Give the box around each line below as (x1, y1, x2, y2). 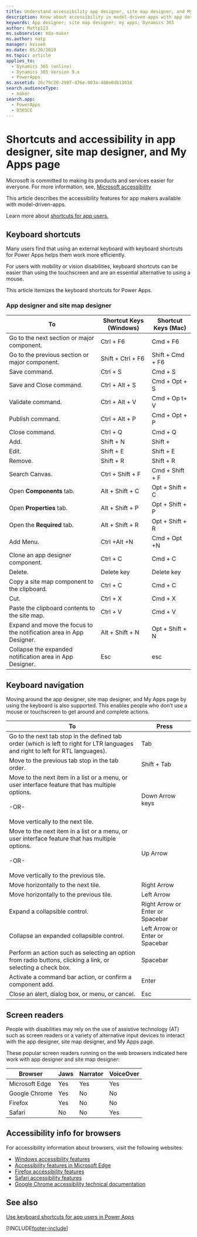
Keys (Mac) (153, 324, 186, 332)
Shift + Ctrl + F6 (100, 355, 145, 363)
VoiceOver (109, 1070, 140, 1078)
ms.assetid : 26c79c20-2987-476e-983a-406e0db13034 (6, 80, 133, 86)
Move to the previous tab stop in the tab (9, 756, 119, 765)
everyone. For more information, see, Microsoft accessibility (6, 183, 151, 190)
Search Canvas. (9, 470, 53, 478)
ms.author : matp (6, 36, 46, 42)
